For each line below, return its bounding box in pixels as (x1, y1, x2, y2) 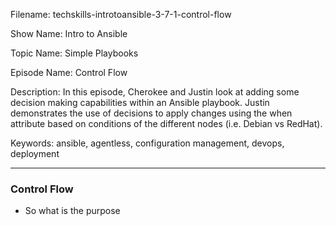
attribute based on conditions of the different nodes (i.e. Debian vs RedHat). (10, 118, 323, 129)
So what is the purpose (24, 205, 121, 217)
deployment (10, 148, 60, 159)
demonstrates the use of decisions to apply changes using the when (10, 107, 293, 119)
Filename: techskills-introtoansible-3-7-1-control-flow (10, 9, 232, 20)
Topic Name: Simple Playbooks (10, 47, 139, 59)
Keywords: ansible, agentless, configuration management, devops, (10, 137, 285, 149)
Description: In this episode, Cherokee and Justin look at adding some (10, 86, 300, 98)
